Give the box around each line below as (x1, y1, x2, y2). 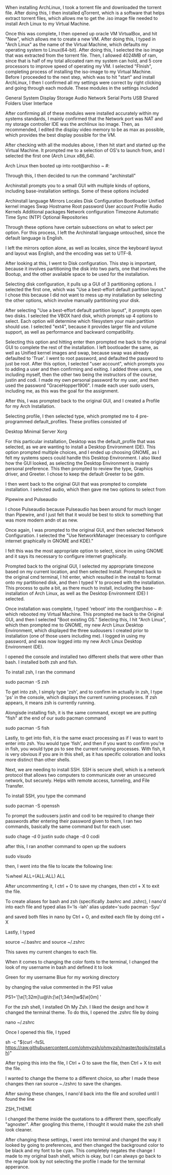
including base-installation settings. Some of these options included (5, 188, 149, 194)
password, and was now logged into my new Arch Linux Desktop (5, 638, 142, 644)
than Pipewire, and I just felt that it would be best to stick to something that (5, 512, 163, 517)
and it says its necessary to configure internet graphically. (5, 553, 128, 559)
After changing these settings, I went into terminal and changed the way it (5, 1137, 161, 1143)
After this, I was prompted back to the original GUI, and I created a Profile (5, 398, 160, 404)
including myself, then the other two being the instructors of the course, (5, 372, 157, 378)
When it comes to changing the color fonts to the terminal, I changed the (5, 959, 159, 965)
